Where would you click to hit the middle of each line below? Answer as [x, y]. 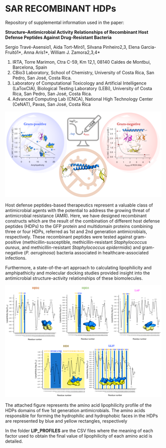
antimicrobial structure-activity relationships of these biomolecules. [74, 278]
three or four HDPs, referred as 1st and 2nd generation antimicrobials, [76, 231]
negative [14, 252]
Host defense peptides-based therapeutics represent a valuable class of [79, 205]
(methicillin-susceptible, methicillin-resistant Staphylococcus [84, 242]
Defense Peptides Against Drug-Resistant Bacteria [58, 37]
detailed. [14, 441]
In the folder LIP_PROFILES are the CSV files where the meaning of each [79, 431]
